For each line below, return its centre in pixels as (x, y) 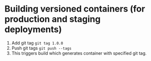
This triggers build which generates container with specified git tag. (79, 53)
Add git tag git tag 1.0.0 (37, 43)
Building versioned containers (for (75, 9)
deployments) (33, 30)
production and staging (53, 19)
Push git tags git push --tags (41, 48)
